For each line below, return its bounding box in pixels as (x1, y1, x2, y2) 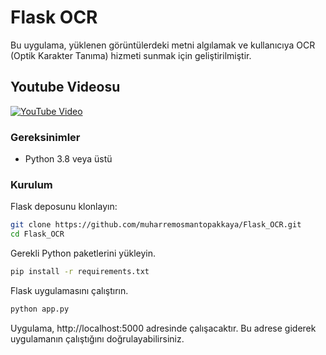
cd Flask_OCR (10, 229, 65, 240)
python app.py (10, 304, 70, 314)
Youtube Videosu (10, 79, 121, 96)
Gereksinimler (10, 130, 81, 144)
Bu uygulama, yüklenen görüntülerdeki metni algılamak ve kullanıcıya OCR (10, 39, 316, 51)
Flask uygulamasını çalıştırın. (10, 284, 129, 296)
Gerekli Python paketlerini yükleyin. (10, 247, 156, 260)
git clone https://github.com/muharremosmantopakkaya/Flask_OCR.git (10, 220, 302, 230)
